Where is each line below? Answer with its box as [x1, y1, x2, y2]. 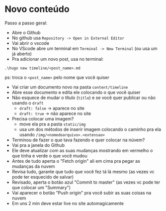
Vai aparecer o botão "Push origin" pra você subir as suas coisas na [11, 190, 152, 196]
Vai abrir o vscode [11, 40, 50, 46]
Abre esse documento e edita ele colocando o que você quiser [11, 89, 141, 95]
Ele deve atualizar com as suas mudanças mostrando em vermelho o [11, 147, 153, 153]
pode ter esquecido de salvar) [11, 174, 74, 180]
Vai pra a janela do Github [11, 142, 65, 148]
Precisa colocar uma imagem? [11, 115, 74, 121]
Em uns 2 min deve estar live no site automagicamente [11, 200, 124, 206]
